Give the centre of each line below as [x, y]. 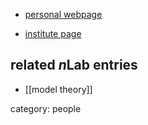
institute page [53, 33]
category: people [46, 108]
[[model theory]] [58, 89]
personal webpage [63, 14]
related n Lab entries [74, 65]
